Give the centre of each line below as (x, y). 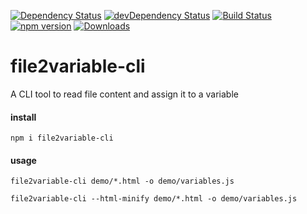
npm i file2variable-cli (62, 138)
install (23, 117)
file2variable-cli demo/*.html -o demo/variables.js (122, 181)
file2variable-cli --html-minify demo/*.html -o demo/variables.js (154, 199)
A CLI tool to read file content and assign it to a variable (124, 94)
